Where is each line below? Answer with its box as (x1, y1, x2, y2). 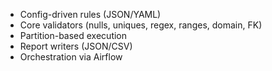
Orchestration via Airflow (19, 51, 123, 63)
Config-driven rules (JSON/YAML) (19, 9, 162, 20)
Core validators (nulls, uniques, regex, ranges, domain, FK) (19, 19, 263, 31)
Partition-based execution (19, 30, 128, 41)
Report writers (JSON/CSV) (19, 40, 133, 52)
